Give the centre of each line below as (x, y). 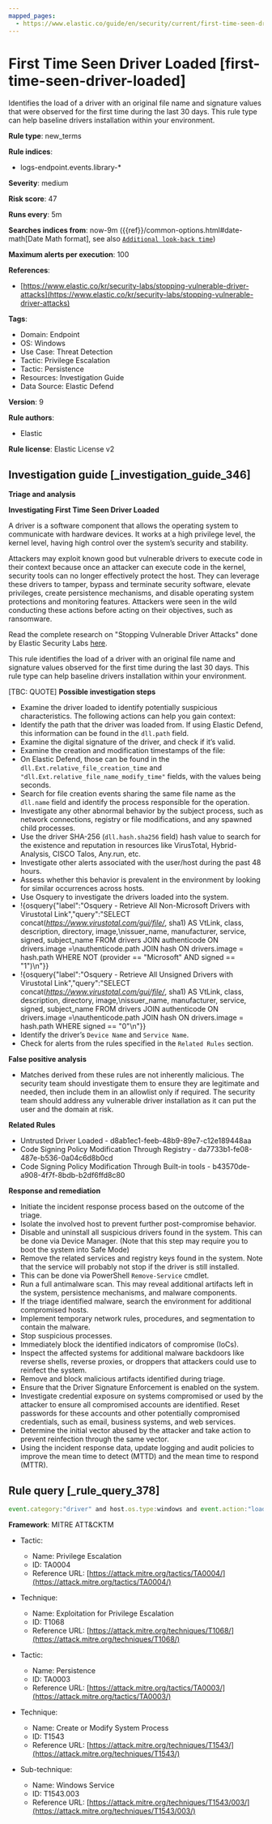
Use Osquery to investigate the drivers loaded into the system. (124, 897)
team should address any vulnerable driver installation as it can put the (138, 1101)
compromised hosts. (54, 1310)
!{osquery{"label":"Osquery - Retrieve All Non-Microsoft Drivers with (135, 906)
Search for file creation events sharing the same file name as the (128, 794)
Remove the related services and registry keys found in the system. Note (141, 1258)
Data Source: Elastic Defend (67, 387)
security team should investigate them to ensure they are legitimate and (140, 1084)
